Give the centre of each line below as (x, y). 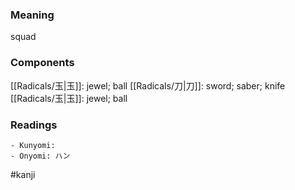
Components (42, 63)
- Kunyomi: (33, 145)
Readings (34, 125)
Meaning (32, 15)
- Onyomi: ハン (40, 156)
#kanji (23, 174)
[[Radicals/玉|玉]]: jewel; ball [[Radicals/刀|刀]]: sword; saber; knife (148, 85)
